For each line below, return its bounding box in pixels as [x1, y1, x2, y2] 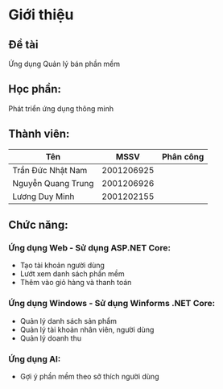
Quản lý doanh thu [19, 333, 82, 343]
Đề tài [8, 38, 39, 52]
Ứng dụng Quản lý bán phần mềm [8, 59, 121, 68]
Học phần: [8, 82, 62, 96]
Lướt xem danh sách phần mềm [19, 269, 125, 279]
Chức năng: [8, 218, 68, 232]
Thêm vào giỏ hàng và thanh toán [19, 278, 132, 288]
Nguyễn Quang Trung [12, 177, 94, 188]
